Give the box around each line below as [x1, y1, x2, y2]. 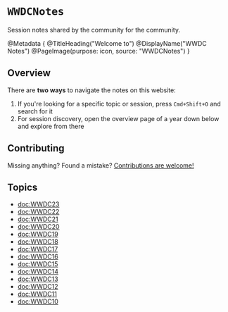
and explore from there [17, 122, 84, 130]
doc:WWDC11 [17, 290, 58, 299]
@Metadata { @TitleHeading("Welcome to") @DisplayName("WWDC [7, 39, 207, 47]
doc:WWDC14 [17, 268, 58, 276]
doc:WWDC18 [17, 237, 58, 246]
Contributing [7, 142, 65, 154]
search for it [17, 107, 53, 116]
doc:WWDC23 [17, 200, 60, 208]
